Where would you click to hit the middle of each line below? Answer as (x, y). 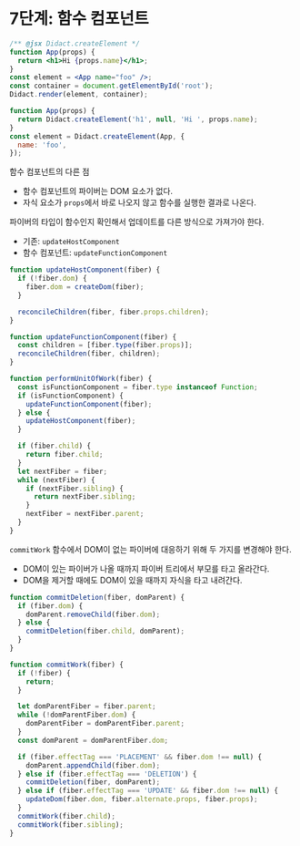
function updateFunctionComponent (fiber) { (93, 337)
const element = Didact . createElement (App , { (97, 136)
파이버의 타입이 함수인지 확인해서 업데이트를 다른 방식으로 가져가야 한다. (137, 222)
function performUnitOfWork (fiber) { (81, 379)
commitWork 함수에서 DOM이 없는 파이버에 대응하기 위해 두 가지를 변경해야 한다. (151, 549)
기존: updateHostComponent (71, 242)
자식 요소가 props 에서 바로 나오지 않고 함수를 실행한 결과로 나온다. (139, 202)
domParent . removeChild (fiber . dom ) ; (93, 614)
